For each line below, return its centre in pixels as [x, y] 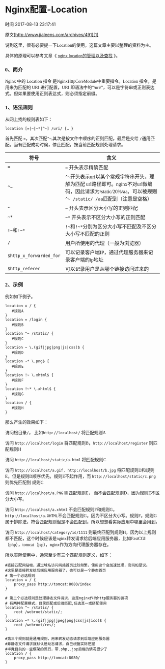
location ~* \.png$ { [27, 361]
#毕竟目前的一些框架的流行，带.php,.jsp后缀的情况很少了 [56, 649]
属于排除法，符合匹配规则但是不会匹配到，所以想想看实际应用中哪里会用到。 [82, 522]
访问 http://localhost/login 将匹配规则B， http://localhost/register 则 [79, 443]
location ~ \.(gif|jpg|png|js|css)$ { [45, 347]
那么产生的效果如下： [27, 422]
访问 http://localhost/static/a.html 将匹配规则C [56, 460]
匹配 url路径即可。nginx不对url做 [111, 184]
